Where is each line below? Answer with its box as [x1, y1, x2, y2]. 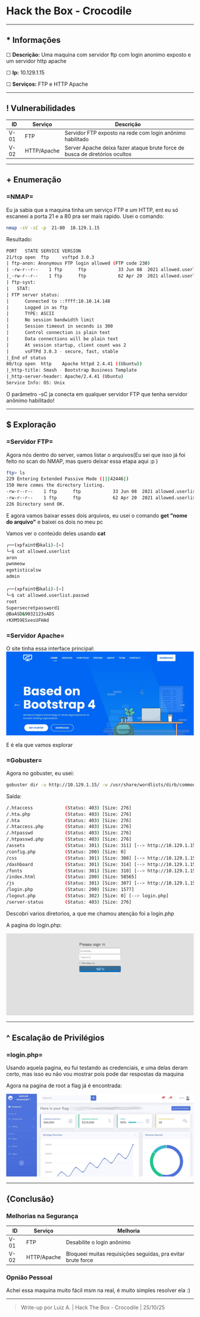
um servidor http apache [6, 57, 67, 64]
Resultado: [6, 235, 33, 242]
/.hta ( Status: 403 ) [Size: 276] [6, 817, 132, 823]
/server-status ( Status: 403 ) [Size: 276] [6, 899, 132, 905]
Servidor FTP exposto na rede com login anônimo [64, 129, 186, 136]
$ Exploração [6, 420, 57, 430]
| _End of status [6, 354, 46, 361]
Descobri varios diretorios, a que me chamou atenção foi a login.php [6, 910, 174, 917]
